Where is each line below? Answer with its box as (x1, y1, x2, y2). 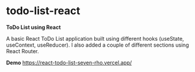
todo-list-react (6, 4, 81, 18)
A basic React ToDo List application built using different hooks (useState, (6, 35, 184, 42)
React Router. (6, 47, 39, 54)
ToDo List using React (6, 24, 61, 31)
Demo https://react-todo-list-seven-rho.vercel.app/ (6, 59, 132, 66)
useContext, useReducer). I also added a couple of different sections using (6, 41, 189, 48)
